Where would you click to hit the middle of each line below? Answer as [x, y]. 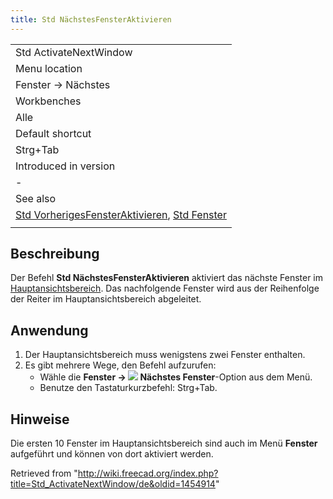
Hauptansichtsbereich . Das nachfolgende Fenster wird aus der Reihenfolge [165, 288]
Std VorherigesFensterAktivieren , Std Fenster [121, 214]
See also [36, 198]
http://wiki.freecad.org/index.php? [148, 473]
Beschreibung [55, 254]
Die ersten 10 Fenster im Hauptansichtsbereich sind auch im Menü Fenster [164, 443]
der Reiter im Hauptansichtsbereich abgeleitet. [106, 299]
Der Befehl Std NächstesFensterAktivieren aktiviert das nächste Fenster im [167, 278]
